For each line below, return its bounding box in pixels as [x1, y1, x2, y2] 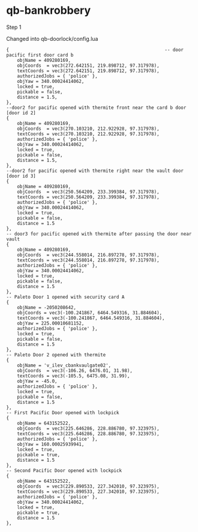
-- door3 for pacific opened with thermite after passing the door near [6, 231, 192, 237]
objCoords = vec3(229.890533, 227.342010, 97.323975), [17, 483, 160, 489]
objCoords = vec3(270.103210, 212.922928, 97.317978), [17, 126, 160, 132]
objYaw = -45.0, [17, 378, 58, 384]
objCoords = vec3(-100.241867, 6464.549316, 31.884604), [17, 310, 163, 316]
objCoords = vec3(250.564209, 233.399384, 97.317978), [17, 189, 160, 195]
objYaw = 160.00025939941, [17, 441, 85, 447]
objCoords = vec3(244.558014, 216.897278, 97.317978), [17, 252, 160, 258]
